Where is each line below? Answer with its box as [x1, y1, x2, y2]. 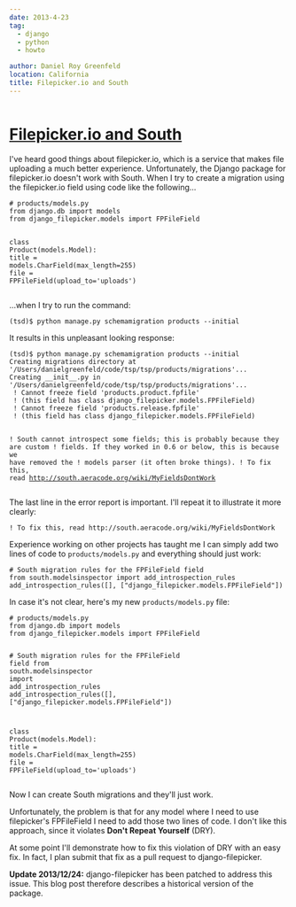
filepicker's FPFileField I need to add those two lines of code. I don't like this [9, 816, 287, 826]
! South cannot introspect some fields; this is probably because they [9, 435, 279, 444]
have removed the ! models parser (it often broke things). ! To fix [9, 458, 272, 467]
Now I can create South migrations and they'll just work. [9, 789, 214, 800]
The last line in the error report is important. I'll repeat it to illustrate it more [9, 497, 282, 508]
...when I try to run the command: [9, 299, 131, 310]
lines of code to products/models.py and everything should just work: [9, 548, 261, 559]
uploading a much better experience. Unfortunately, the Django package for [9, 163, 286, 174]
